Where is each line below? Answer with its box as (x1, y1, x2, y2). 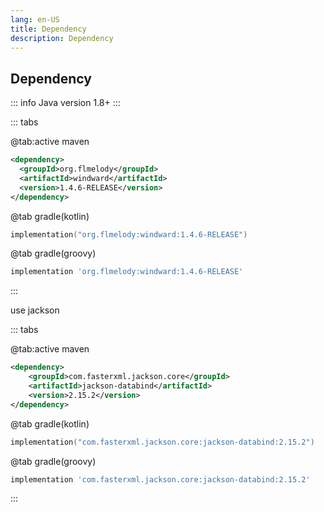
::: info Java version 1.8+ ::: (10, 97, 121, 109)
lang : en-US (10, 14, 60, 25)
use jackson (10, 304, 60, 316)
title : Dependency (10, 24, 87, 34)
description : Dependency (10, 33, 114, 43)
